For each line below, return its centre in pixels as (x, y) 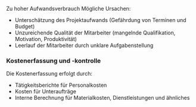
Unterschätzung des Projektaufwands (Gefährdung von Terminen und (100, 20)
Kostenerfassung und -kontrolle (54, 61)
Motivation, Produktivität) (46, 39)
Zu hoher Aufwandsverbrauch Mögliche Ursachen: (69, 9)
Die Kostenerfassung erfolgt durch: (49, 74)
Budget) (25, 26)
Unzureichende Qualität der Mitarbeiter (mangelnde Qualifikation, (95, 33)
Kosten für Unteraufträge (45, 92)
